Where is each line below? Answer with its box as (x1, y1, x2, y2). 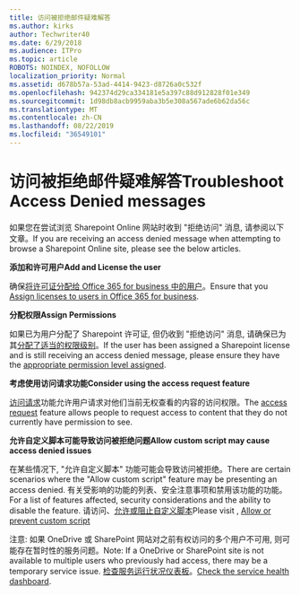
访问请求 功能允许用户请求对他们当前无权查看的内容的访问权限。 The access (9, 397, 288, 407)
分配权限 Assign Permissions (9, 309, 116, 319)
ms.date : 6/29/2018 (9, 38, 82, 48)
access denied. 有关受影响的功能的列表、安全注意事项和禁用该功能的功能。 (9, 484, 287, 494)
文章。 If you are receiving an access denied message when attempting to (9, 232, 281, 243)
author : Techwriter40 (9, 30, 90, 39)
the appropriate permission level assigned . (9, 359, 167, 370)
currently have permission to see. (9, 416, 133, 427)
